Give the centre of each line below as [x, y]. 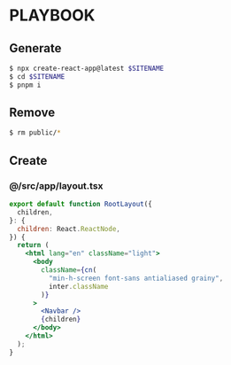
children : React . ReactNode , [69, 229]
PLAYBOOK [52, 16]
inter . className [78, 286]
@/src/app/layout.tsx [56, 185]
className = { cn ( [69, 270]
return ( [33, 245]
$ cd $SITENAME [37, 76]
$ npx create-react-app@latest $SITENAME [87, 68]
